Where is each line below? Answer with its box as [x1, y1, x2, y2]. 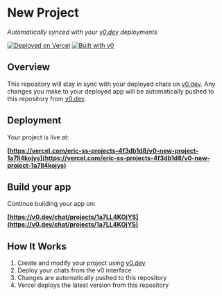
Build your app [7, 181, 71, 193]
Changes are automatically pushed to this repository [17, 274, 167, 282]
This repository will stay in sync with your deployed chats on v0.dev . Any [7, 80, 216, 88]
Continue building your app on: [7, 200, 96, 208]
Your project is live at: [7, 133, 69, 141]
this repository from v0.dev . [7, 94, 87, 103]
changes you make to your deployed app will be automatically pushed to [7, 87, 214, 95]
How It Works [7, 241, 67, 252]
